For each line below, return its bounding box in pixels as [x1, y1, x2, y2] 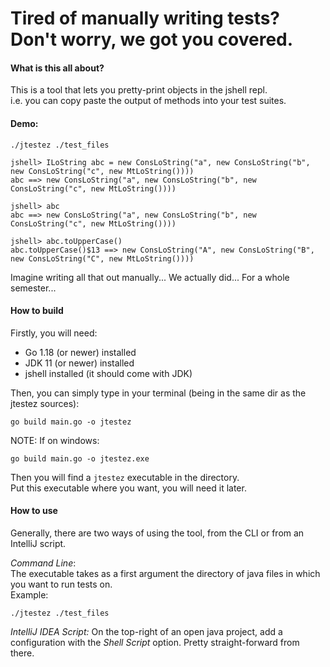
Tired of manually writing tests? [10, 7, 281, 30]
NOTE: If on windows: [10, 434, 100, 446]
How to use [10, 505, 58, 517]
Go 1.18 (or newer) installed [24, 346, 137, 358]
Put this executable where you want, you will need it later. [10, 482, 247, 494]
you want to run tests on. [10, 578, 113, 590]
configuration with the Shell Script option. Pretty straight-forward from [10, 637, 300, 648]
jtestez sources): [10, 397, 80, 409]
